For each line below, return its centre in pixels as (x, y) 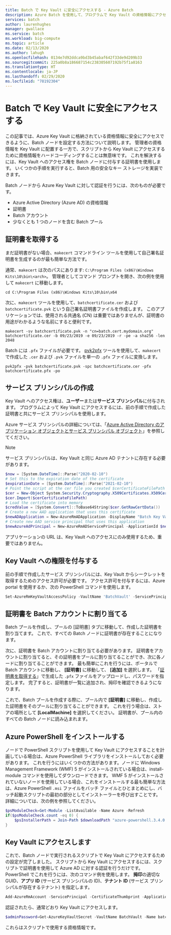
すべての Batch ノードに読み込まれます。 (48, 719)
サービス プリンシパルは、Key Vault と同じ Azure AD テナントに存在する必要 (85, 458)
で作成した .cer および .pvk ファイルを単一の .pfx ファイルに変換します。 (83, 357)
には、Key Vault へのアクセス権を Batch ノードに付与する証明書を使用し (81, 161)
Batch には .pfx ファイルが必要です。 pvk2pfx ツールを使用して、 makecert (83, 350)
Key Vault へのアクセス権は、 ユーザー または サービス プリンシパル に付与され (85, 401)
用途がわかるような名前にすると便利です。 (50, 321)
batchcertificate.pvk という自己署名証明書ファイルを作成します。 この (80, 309)
